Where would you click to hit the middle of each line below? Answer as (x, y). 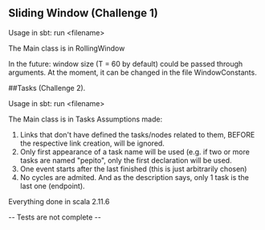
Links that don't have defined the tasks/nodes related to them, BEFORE (137, 134)
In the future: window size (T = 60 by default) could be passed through (126, 64)
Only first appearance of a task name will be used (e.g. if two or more (135, 151)
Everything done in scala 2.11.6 (59, 201)
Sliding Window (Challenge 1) (83, 13)
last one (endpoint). (53, 186)
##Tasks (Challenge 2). (47, 88)
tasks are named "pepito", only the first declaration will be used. (126, 160)
